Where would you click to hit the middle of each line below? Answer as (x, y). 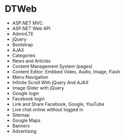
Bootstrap (22, 44)
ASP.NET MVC (27, 23)
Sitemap (21, 115)
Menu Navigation (30, 77)
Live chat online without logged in (48, 109)
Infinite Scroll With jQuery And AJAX (50, 82)
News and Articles (31, 61)
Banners (21, 126)
